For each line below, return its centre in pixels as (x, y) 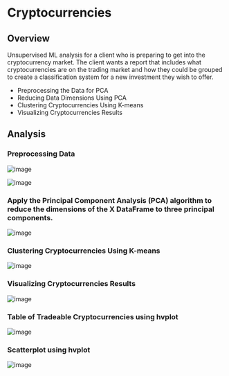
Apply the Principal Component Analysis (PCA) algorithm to (110, 200)
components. (30, 217)
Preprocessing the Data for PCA (63, 90)
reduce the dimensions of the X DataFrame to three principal (111, 209)
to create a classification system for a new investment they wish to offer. (110, 77)
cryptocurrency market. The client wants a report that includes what (104, 62)
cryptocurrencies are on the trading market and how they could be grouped (115, 70)
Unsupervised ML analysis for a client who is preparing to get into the (106, 55)
